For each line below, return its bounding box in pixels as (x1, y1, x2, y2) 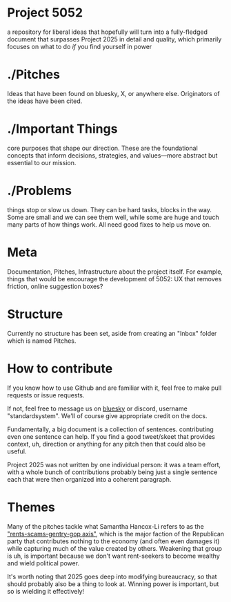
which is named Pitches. (7, 337, 77, 345)
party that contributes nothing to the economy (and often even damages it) (7, 537, 220, 545)
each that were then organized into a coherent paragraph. (7, 475, 172, 483)
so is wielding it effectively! (7, 587, 85, 595)
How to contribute (7, 361, 113, 376)
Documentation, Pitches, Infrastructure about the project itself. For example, (7, 267, 223, 276)
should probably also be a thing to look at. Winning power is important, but (7, 579, 219, 588)
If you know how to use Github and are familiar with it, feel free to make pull (7, 384, 222, 392)
